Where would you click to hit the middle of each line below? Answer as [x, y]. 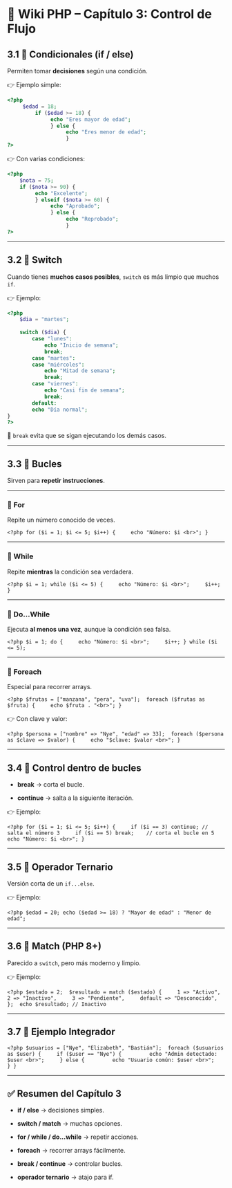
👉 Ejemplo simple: [34, 85]
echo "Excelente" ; [61, 193]
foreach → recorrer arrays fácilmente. [71, 1151]
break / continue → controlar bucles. [70, 1164]
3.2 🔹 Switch [35, 260]
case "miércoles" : [58, 365]
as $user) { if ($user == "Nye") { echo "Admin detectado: [112, 1054]
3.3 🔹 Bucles [35, 464]
